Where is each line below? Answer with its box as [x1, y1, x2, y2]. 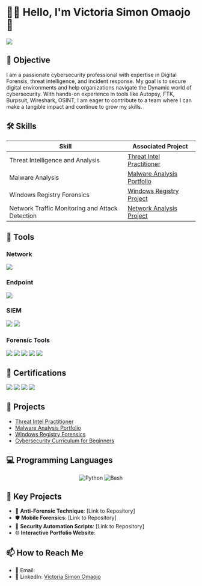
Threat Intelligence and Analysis [9, 156, 100, 164]
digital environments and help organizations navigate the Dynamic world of [6, 84, 192, 91]
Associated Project [132, 142, 188, 150]
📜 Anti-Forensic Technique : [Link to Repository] [14, 507, 135, 514]
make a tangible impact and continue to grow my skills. [6, 103, 142, 110]
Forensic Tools [6, 336, 50, 344]
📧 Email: [14, 567, 35, 574]
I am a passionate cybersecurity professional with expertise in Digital [6, 71, 177, 78]
